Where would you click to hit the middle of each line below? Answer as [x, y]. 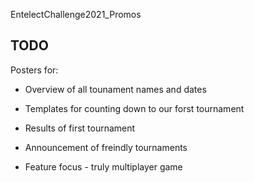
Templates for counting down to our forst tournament [134, 108]
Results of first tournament [80, 128]
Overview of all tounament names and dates [115, 89]
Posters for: [34, 70]
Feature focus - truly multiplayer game [103, 166]
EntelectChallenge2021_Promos [76, 14]
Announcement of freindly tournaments [106, 147]
